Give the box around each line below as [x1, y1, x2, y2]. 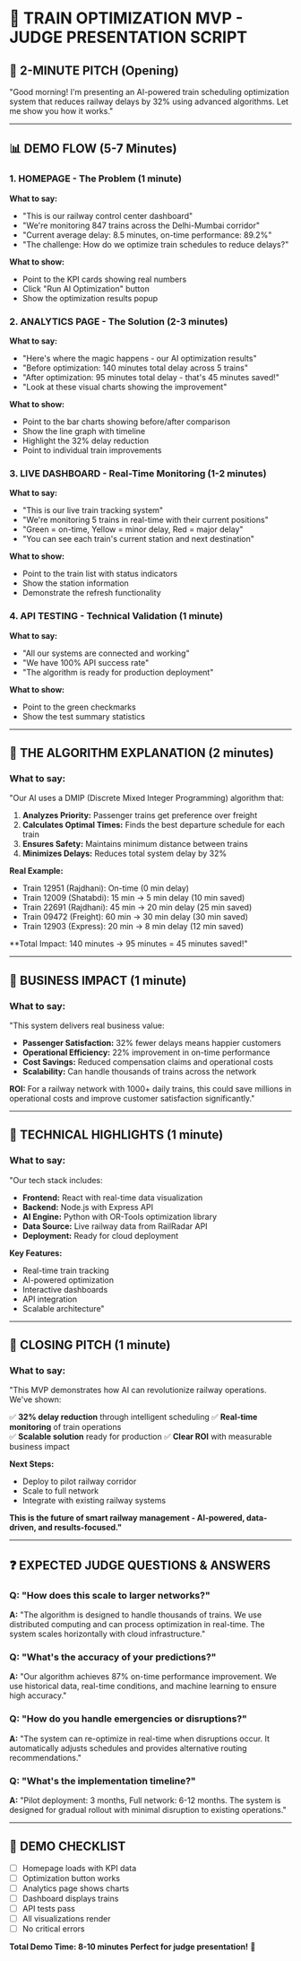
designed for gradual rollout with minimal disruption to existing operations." [9, 1804, 287, 1815]
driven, [9, 1522, 37, 1533]
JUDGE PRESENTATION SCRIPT [9, 27, 248, 48]
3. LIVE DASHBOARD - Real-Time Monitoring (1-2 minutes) [9, 466, 267, 479]
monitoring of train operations [9, 1422, 122, 1433]
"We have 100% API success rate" [21, 657, 150, 667]
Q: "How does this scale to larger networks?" [9, 1589, 211, 1601]
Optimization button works [21, 1872, 121, 1883]
